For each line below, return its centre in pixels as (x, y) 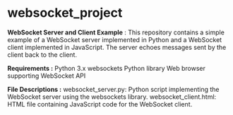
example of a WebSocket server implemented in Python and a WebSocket (115, 39)
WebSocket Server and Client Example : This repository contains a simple (116, 32)
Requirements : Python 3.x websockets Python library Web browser (107, 68)
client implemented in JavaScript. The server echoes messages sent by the (117, 47)
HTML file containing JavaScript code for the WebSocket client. (100, 104)
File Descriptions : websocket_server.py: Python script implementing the (113, 89)
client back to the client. (42, 55)
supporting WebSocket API (47, 76)
